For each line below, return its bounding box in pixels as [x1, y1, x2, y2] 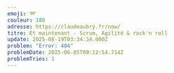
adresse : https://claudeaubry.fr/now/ [7, 23, 121, 30]
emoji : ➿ [7, 10, 36, 17]
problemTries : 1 [7, 56, 55, 63]
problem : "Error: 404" [7, 42, 74, 49]
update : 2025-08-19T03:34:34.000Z [7, 36, 109, 43]
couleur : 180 [7, 17, 46, 24]
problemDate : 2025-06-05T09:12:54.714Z [7, 49, 124, 56]
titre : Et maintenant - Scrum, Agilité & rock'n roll [7, 29, 168, 37]
